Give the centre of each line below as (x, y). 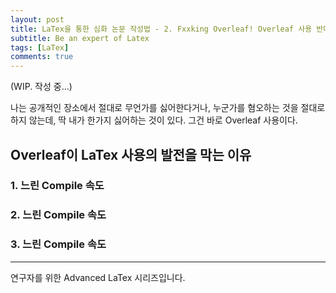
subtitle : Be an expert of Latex (80, 38)
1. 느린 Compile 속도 (57, 186)
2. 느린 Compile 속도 (58, 215)
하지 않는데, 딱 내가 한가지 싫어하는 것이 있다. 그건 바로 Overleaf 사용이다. (154, 120)
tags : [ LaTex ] (40, 47)
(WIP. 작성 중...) (41, 87)
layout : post (37, 19)
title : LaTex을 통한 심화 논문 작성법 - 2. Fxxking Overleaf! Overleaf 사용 (161, 29)
